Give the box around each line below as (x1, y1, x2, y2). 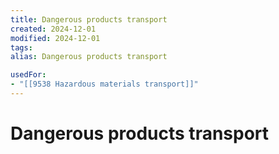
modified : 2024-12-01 (10, 33, 101, 43)
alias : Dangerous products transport (10, 52, 168, 62)
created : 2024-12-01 (10, 24, 97, 34)
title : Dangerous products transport (10, 14, 168, 25)
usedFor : (10, 70, 47, 80)
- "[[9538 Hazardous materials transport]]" (10, 79, 199, 90)
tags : (10, 42, 33, 53)
